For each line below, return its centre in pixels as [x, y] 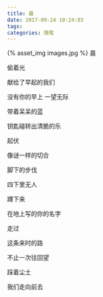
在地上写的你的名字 [34, 214]
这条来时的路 [25, 243]
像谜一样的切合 [28, 155]
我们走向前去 [25, 287]
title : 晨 [20, 13]
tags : [15, 26]
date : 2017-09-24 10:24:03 [45, 20]
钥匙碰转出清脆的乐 [34, 126]
